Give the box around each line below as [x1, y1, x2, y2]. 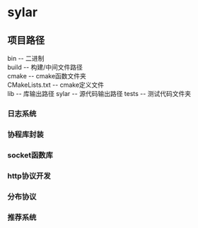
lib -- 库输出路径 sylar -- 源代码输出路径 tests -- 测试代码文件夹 [7, 90, 192, 97]
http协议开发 [7, 171, 51, 181]
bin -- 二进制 [7, 54, 45, 62]
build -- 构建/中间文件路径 [7, 63, 83, 71]
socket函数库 [7, 150, 53, 160]
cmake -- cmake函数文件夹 [7, 72, 87, 80]
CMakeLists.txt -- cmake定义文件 [7, 80, 105, 89]
